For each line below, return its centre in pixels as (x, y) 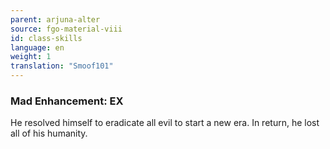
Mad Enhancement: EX (67, 101)
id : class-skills (46, 38)
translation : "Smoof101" (62, 66)
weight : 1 (31, 57)
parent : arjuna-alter (55, 19)
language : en (37, 47)
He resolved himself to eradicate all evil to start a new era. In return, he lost (165, 123)
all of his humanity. (49, 133)
